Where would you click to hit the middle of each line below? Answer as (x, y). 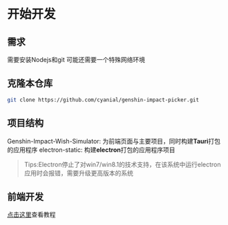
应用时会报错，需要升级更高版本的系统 (78, 173)
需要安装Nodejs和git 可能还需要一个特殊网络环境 (76, 60)
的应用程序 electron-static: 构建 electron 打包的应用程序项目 (91, 150)
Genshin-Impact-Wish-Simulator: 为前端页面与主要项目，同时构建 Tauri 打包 (114, 141)
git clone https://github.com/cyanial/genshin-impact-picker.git (103, 100)
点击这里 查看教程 (31, 215)
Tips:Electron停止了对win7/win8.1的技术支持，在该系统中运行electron (122, 164)
